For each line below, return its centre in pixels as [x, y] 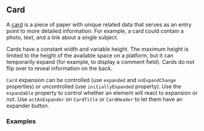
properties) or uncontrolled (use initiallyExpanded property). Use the [94, 86]
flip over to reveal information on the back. [59, 68]
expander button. [28, 106]
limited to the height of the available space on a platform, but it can [90, 55]
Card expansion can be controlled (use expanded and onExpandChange [91, 80]
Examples [21, 121]
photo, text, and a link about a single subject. [62, 37]
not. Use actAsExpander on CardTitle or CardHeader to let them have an [95, 99]
